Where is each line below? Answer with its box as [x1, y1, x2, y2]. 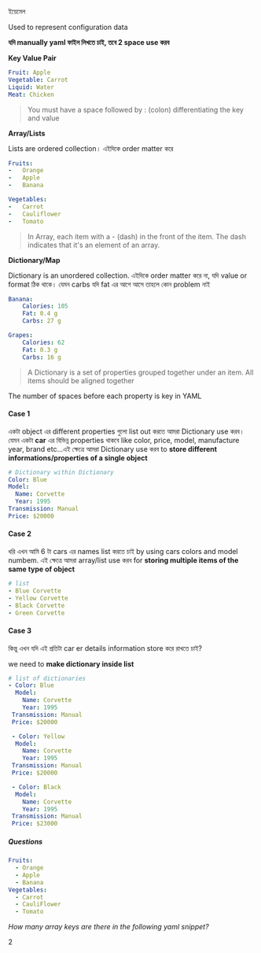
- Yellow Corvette [8, 594, 68, 602]
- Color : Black [11, 783, 61, 791]
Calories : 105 [22, 302, 68, 310]
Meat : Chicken [8, 90, 55, 98]
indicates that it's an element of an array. [27, 240, 160, 249]
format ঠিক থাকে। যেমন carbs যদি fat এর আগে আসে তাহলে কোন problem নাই [8, 279, 211, 289]
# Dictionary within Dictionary [8, 468, 114, 476]
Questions [8, 837, 43, 846]
